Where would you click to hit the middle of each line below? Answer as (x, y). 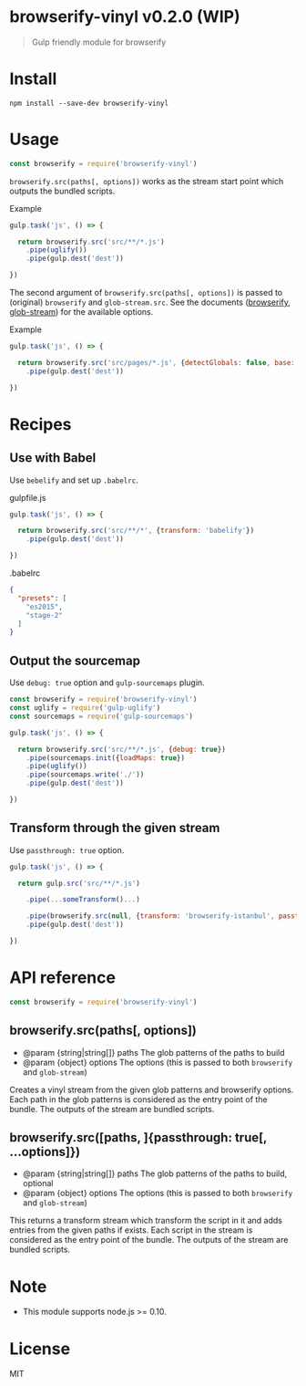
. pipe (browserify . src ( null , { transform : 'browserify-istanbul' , (150, 916)
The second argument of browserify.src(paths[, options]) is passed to (146, 293)
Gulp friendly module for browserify (99, 42)
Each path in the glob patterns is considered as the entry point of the (138, 1099)
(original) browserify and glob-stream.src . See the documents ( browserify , (150, 302)
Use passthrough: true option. (67, 849)
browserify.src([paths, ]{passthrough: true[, (138, 1137)
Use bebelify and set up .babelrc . (74, 480)
